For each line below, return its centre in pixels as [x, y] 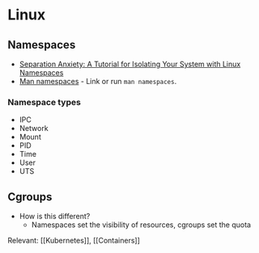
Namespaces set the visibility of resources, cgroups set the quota [141, 225]
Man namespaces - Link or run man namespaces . [98, 81]
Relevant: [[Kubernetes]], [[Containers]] [74, 241]
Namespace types [45, 102]
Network [34, 129]
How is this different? [55, 217]
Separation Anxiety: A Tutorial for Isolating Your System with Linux [130, 64]
